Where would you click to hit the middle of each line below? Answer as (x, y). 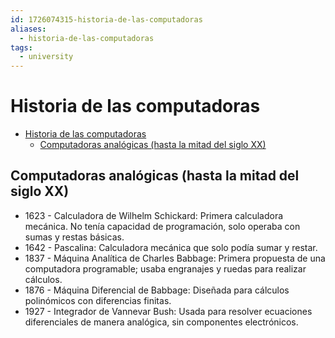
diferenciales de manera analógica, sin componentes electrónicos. (161, 322)
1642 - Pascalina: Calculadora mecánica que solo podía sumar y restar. (171, 247)
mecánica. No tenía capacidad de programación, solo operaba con (162, 226)
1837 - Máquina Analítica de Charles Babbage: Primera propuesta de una (175, 258)
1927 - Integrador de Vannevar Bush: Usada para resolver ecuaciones (168, 311)
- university (46, 57)
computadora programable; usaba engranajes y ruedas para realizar (165, 268)
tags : (21, 47)
